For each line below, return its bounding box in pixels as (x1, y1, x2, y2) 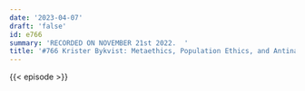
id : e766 (9, 30, 43, 39)
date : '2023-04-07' (9, 13, 84, 23)
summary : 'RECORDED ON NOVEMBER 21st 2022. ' (9, 38, 189, 48)
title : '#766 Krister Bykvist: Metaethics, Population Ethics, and (9, 47, 271, 56)
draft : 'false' (9, 22, 67, 31)
